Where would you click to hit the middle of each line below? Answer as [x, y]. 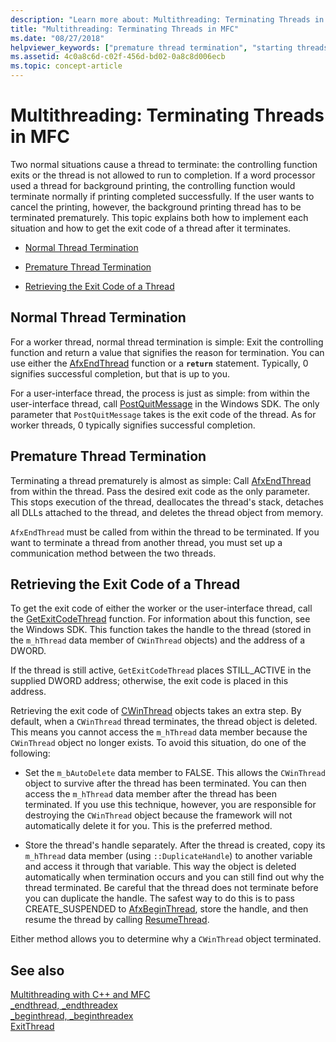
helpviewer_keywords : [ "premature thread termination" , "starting [151, 47]
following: [30, 753]
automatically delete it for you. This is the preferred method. [148, 826]
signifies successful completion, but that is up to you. [120, 373]
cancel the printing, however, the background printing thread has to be [156, 207]
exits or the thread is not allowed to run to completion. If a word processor [163, 175]
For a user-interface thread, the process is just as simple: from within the [160, 393]
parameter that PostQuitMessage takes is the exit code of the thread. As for [163, 414]
